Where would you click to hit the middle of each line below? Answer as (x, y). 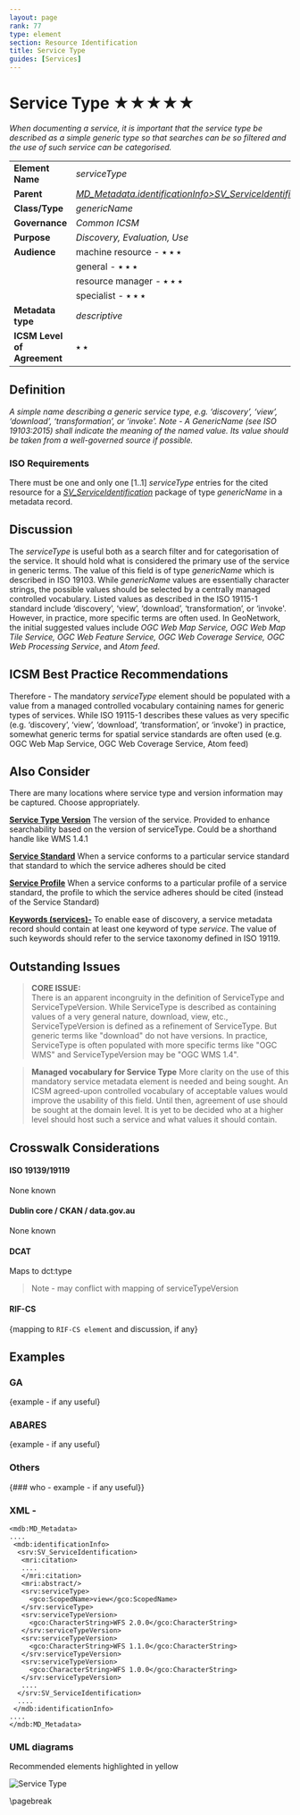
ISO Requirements (49, 463)
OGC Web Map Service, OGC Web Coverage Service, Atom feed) (129, 743)
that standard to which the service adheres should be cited (117, 866)
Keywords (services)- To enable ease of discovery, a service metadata (141, 920)
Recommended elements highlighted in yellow (94, 1767)
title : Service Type (48, 51)
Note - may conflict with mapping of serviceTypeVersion (135, 1288)
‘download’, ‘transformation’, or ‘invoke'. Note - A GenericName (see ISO (143, 420)
